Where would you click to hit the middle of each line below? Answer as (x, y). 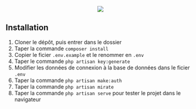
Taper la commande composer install (61, 49)
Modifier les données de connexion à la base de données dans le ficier (102, 67)
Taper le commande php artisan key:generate (72, 61)
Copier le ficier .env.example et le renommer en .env (79, 54)
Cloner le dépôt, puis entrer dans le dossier (68, 42)
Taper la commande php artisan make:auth (68, 80)
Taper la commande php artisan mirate (64, 86)
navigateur (28, 99)
